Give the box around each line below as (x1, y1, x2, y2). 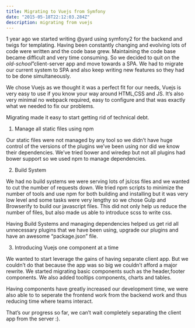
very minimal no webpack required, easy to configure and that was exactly (6, 96, 186, 103)
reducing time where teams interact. (6, 298, 93, 305)
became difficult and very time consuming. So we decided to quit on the (6, 54, 180, 61)
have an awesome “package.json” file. (6, 233, 98, 240)
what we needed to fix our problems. (6, 103, 95, 110)
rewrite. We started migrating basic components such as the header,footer (6, 268, 186, 275)
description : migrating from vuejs (6, 19, 93, 25)
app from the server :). (6, 315, 60, 322)
